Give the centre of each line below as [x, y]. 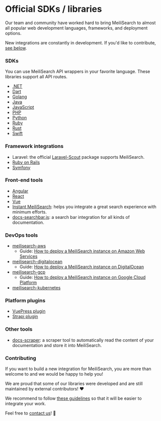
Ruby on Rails [26, 162]
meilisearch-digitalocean [37, 262]
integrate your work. [26, 404]
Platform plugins [25, 301]
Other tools [19, 329]
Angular [20, 191]
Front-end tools [24, 180]
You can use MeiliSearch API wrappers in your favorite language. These [78, 71]
